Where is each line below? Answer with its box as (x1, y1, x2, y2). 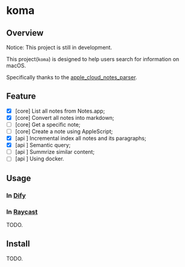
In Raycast (6, 207, 38, 216)
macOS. (6, 62, 26, 69)
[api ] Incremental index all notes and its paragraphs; (15, 134, 146, 142)
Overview (6, 28, 44, 38)
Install (6, 239, 30, 249)
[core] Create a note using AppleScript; (15, 128, 113, 135)
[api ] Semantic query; (15, 142, 71, 149)
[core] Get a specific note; (15, 120, 80, 128)
